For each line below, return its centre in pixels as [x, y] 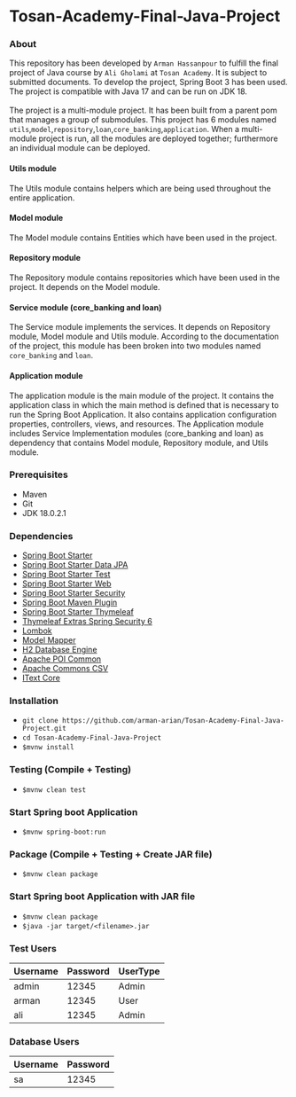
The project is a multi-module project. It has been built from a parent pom [143, 110]
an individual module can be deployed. [80, 148]
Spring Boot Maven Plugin [70, 603]
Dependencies [41, 536]
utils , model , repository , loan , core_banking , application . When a [124, 129]
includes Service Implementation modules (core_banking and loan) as [136, 433]
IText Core [41, 678]
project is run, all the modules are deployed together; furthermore [158, 138]
